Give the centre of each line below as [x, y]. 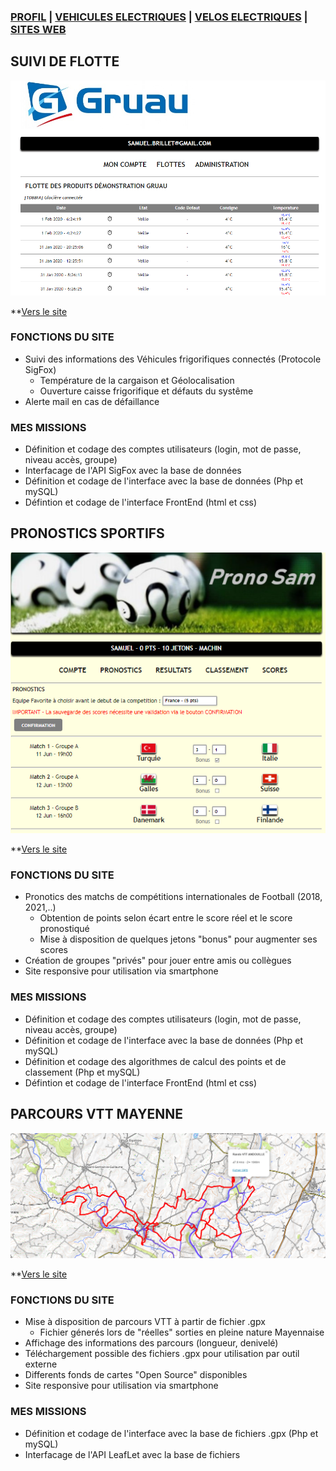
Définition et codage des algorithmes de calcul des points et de [155, 1061]
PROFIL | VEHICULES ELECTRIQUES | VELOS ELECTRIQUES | [159, 17]
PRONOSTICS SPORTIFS [87, 533]
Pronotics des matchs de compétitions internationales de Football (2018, [173, 897]
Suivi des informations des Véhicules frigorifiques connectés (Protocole [173, 359]
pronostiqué [64, 929]
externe [41, 1364]
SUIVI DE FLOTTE [65, 61]
